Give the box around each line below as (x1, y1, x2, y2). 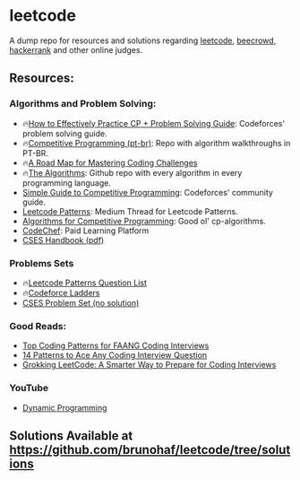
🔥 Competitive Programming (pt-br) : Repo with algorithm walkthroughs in (21, 137, 291, 148)
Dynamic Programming (21, 402, 107, 413)
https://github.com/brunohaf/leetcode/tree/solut (9, 441, 291, 458)
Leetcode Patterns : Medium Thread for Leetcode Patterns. (21, 205, 239, 216)
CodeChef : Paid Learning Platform (21, 225, 150, 236)
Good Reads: (9, 319, 67, 332)
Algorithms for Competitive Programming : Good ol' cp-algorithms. (21, 215, 266, 226)
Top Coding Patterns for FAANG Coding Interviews (21, 340, 210, 351)
